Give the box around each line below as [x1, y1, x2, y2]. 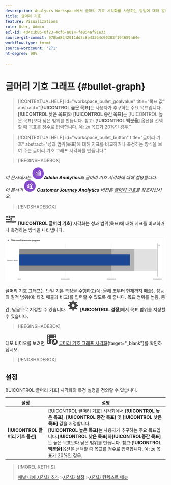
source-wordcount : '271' [5, 46, 58, 51]
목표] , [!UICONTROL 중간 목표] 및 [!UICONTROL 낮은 [53, 414, 162, 420]
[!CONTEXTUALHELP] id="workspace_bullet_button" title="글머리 [17, 135, 155, 141]
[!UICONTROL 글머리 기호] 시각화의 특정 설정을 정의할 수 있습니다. [5, 387, 138, 393]
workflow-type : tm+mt [5, 41, 51, 46]
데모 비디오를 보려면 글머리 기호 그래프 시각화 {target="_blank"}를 [5, 340, 149, 346]
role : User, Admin [5, 24, 44, 30]
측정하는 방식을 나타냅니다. [10, 227, 64, 233]
